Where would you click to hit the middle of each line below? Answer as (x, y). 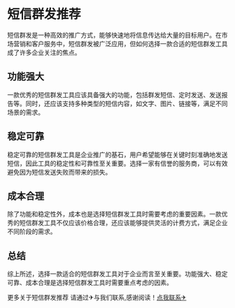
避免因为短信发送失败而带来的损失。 (59, 172)
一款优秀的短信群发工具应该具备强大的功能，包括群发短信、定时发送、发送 (114, 94)
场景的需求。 (26, 112)
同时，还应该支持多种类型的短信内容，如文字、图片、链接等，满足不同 (127, 103)
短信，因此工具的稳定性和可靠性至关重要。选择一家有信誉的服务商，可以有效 (117, 163)
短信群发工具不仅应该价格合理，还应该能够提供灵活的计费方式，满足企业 (123, 223)
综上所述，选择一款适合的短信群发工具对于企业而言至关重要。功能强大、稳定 (117, 274)
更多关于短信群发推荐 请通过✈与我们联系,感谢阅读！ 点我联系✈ (97, 298)
